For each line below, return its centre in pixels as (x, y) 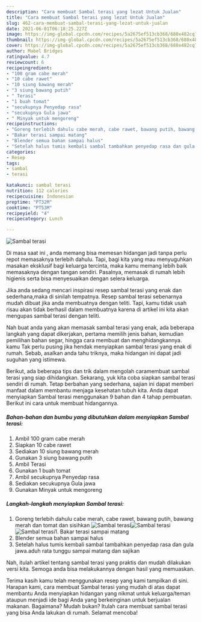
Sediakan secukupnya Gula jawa (55, 483)
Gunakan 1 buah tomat (43, 471)
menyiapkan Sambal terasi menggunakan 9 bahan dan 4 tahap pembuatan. (99, 397)
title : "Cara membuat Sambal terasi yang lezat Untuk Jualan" (86, 17)
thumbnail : (20, 40)
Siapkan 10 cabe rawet (43, 445)
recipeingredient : (29, 68)
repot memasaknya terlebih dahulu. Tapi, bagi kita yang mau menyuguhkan (99, 259)
